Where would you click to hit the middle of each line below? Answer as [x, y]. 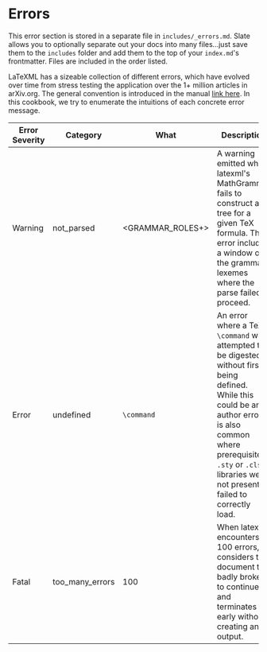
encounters [238, 537]
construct [235, 203]
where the [236, 282]
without [231, 365]
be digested [239, 355]
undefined [72, 414]
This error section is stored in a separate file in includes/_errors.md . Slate [129, 36]
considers [236, 557]
